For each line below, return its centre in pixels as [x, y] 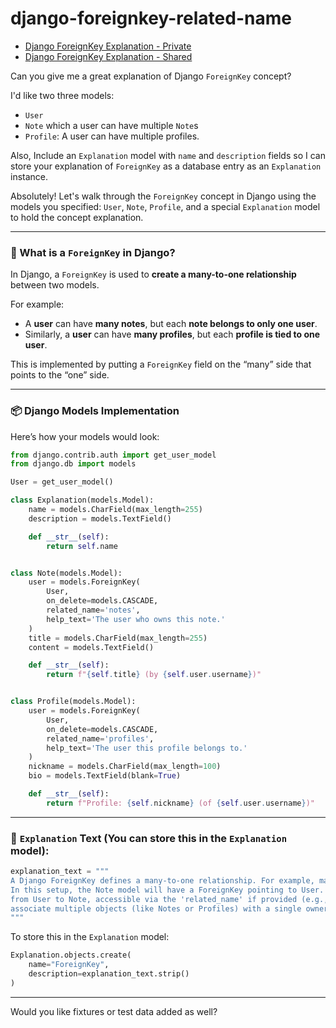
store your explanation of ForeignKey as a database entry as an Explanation [166, 166]
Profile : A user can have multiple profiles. [112, 136]
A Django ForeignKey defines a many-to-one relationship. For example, [162, 880]
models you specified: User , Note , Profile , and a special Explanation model [165, 206]
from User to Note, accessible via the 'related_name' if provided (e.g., [169, 899]
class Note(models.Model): [66, 573]
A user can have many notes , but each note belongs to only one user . [171, 324]
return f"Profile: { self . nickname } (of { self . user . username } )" [180, 803]
